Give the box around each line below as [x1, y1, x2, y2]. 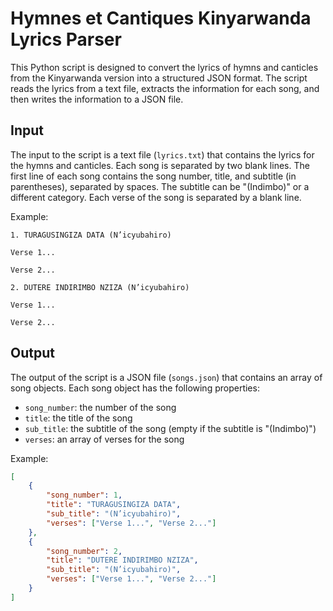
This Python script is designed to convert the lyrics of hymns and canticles [10, 61, 319, 73]
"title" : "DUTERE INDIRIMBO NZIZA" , [46, 555, 199, 566]
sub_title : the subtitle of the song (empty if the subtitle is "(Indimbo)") [24, 422, 317, 434]
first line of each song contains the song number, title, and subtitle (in [10, 170, 297, 182]
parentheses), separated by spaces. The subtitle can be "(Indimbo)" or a [10, 180, 310, 192]
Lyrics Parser [10, 28, 122, 51]
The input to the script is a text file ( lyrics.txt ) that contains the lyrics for [10, 148, 315, 161]
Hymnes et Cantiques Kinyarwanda [10, 7, 312, 30]
